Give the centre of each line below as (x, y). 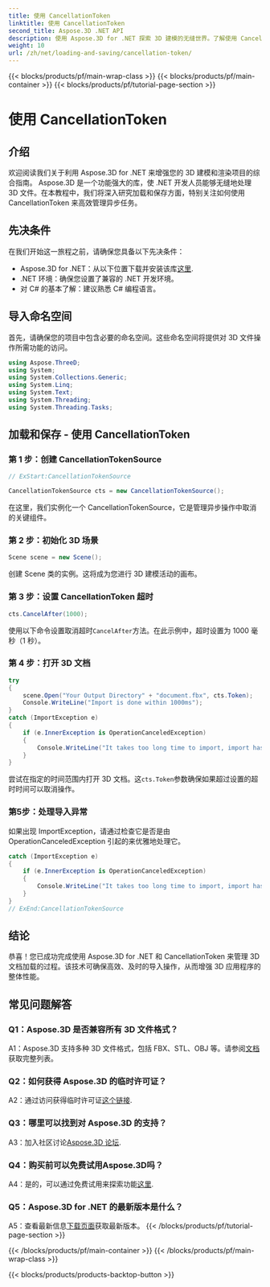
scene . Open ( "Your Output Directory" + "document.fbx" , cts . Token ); (138, 695)
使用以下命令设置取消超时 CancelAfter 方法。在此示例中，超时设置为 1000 (129, 630)
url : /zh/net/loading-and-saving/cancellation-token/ (100, 53)
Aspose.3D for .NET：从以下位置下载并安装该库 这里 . (107, 268)
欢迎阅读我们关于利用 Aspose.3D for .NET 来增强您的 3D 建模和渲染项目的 (131, 173)
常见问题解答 (40, 1004)
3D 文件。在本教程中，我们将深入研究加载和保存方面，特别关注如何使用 (127, 193)
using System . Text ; (41, 393)
